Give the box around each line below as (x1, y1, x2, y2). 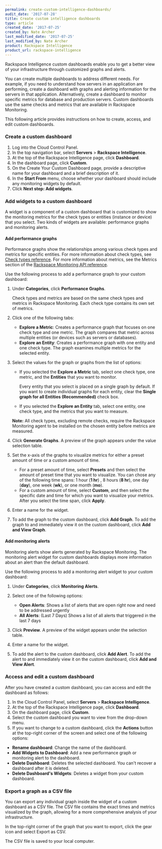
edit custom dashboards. (5, 121, 55, 127)
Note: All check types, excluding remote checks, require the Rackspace (12, 418, 155, 424)
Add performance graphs (5, 235, 57, 241)
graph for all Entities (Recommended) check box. (19, 394, 119, 400)
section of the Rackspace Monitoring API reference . (5, 262, 108, 268)
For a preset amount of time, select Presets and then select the (19, 467, 146, 473)
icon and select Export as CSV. (5, 829, 67, 835)
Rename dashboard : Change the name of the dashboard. (12, 745, 127, 750)
